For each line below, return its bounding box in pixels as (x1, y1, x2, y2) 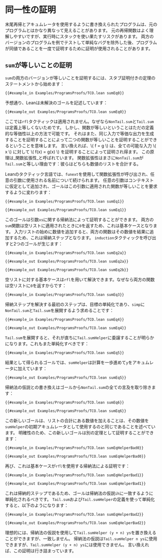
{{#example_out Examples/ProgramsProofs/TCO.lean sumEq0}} (5, 109, 127, 114)
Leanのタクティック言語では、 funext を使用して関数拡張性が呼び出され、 (5, 171, 151, 177)
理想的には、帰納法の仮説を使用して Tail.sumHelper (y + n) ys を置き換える (5, 529, 157, 535)
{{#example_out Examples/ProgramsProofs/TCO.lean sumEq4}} (5, 325, 127, 330)
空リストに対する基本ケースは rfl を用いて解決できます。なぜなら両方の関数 (5, 277, 155, 282)
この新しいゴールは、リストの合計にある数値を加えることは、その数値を (5, 418, 149, 423)
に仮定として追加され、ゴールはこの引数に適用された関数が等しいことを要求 (5, 183, 158, 189)
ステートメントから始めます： (5, 81, 64, 87)
